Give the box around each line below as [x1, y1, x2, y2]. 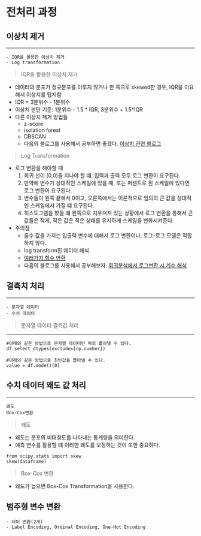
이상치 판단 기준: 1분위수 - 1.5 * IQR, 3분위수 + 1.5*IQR [14, 106, 144, 113]
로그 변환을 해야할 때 [14, 164, 63, 171]
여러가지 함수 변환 [23, 254, 66, 261]
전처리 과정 [6, 5, 57, 19]
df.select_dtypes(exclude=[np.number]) [6, 345, 106, 351]
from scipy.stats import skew [6, 453, 82, 459]
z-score [23, 121, 44, 127]
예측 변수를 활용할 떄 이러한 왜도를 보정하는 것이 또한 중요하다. [14, 441, 160, 448]
